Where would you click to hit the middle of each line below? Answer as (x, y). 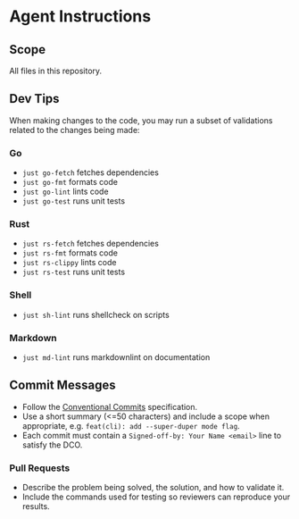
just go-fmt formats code (70, 182)
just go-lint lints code (65, 192)
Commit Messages (62, 385)
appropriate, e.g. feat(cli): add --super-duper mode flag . (131, 425)
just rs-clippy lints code (69, 263)
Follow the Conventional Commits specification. (110, 406)
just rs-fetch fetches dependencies (90, 244)
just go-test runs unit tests (74, 201)
